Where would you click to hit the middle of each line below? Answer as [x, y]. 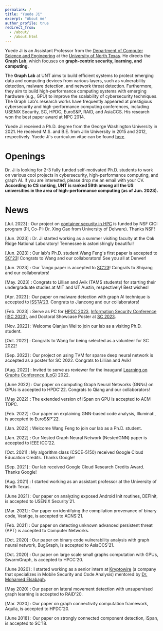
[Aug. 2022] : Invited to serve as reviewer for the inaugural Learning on [76, 370]
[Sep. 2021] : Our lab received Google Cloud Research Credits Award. [75, 467]
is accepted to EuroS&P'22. [32, 419]
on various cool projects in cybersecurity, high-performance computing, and [82, 175]
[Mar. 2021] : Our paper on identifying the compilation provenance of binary [81, 510]
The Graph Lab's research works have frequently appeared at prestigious [79, 101]
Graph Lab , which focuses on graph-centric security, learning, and [73, 61]
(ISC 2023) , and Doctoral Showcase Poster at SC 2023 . [61, 316]
